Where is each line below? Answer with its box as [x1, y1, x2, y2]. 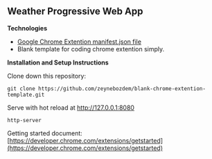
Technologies [7, 24, 48, 32]
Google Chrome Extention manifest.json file [17, 37, 142, 46]
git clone [7, 85, 36, 92]
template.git [7, 91, 45, 98]
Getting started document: [7, 128, 83, 137]
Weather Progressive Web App [7, 6, 143, 17]
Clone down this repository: [7, 72, 87, 80]
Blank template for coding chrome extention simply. [17, 44, 165, 53]
